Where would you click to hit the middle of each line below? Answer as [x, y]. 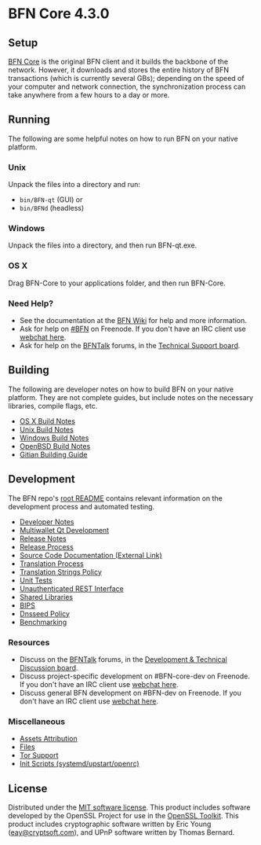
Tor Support [39, 755]
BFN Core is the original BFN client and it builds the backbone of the [118, 61]
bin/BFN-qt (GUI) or [51, 200]
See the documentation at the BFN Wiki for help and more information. [133, 320]
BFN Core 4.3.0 [59, 14]
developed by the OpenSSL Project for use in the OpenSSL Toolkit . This [123, 816]
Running [29, 120]
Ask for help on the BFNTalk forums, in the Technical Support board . [130, 345]
